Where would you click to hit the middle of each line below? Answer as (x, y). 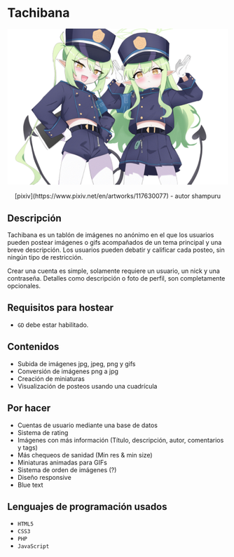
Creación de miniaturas (51, 378)
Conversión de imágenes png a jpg (68, 371)
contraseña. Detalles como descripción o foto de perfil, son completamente (116, 278)
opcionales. (24, 286)
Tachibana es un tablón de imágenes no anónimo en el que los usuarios (111, 235)
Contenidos (33, 347)
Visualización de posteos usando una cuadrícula (87, 386)
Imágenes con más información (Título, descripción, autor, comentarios (121, 440)
